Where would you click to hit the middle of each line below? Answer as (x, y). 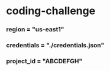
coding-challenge (51, 11)
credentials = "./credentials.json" (55, 46)
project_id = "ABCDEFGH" (44, 61)
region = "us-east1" (35, 30)
